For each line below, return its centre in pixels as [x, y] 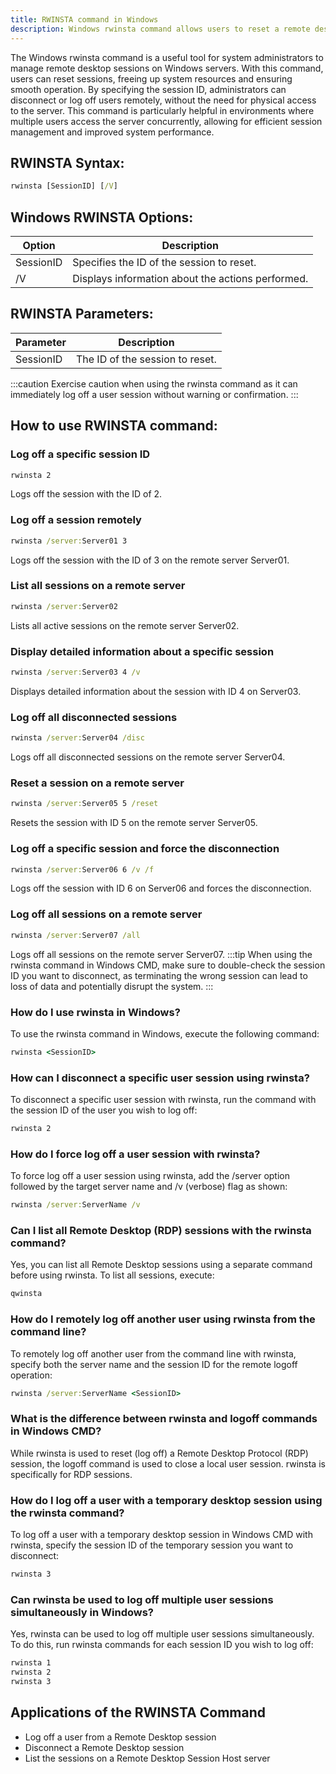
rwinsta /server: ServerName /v [75, 1205]
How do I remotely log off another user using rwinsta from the [163, 1319]
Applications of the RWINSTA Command [138, 1712]
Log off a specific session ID [80, 454]
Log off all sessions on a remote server [106, 914]
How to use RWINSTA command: [114, 426]
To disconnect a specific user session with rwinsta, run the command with [163, 1100]
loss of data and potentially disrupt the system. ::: [112, 986]
